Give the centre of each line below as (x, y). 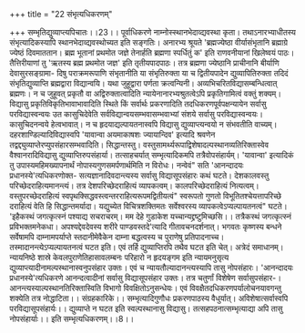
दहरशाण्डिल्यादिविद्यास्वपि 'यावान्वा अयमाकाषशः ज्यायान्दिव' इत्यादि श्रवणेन (112, 135)
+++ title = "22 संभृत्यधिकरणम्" (61, 14)
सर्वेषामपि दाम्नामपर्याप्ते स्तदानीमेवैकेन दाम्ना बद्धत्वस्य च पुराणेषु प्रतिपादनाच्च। (117, 237)
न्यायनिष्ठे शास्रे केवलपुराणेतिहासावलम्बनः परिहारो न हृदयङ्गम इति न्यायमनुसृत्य (119, 257)
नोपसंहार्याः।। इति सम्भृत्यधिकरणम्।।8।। (72, 319)
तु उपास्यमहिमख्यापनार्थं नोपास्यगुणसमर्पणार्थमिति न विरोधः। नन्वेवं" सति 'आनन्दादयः (127, 165)
